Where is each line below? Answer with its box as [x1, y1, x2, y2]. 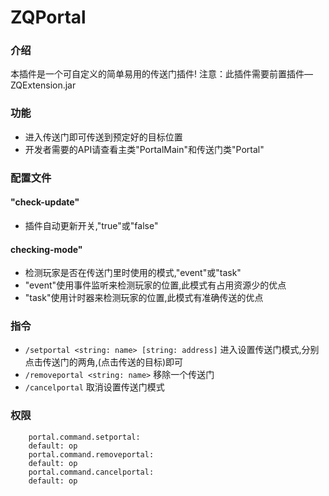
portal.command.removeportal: [28, 449, 155, 460]
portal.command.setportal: [28, 432, 141, 442]
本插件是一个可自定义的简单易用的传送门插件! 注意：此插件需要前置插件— [10, 68, 313, 80]
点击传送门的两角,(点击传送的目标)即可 [24, 356, 184, 368]
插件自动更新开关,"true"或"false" [24, 219, 159, 231]
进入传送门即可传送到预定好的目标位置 [24, 131, 183, 143]
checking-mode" [10, 243, 83, 255]
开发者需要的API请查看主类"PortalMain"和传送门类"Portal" [24, 143, 265, 155]
